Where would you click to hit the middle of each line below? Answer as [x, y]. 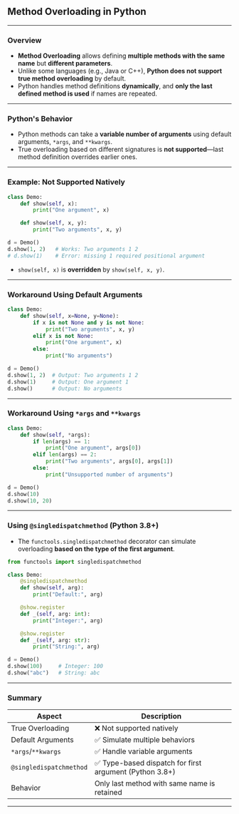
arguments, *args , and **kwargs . [65, 142]
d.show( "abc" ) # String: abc [54, 673]
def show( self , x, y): [54, 223]
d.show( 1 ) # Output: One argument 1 [68, 382]
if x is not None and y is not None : [89, 323]
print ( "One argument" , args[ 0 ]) [93, 448]
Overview [25, 40]
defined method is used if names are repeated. [87, 94]
